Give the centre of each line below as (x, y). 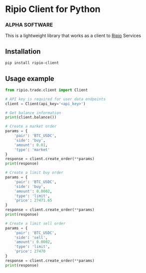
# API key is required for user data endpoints (56, 99)
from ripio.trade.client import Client (47, 90)
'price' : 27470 (30, 251)
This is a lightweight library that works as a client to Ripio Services (73, 35)
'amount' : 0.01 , (31, 145)
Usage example (30, 78)
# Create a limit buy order (34, 173)
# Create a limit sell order (35, 223)
